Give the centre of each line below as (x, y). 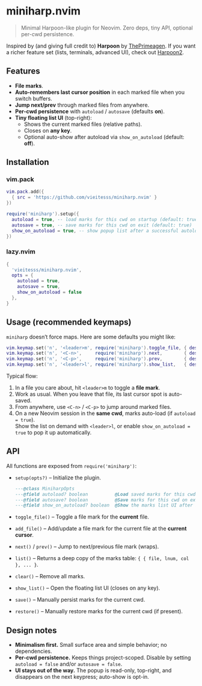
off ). (29, 143)
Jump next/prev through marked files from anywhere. (82, 105)
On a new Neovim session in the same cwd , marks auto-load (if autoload (105, 413)
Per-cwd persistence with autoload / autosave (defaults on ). (90, 111)
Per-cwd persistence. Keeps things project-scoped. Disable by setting (103, 658)
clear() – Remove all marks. (50, 576)
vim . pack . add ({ (25, 192)
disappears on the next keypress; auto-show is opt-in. (82, 677)
